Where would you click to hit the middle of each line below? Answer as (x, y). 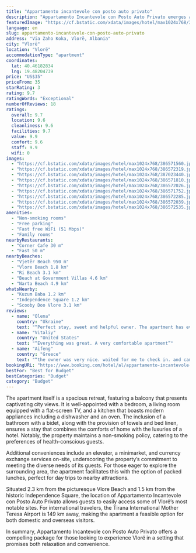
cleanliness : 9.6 (32, 126)
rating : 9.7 (20, 93)
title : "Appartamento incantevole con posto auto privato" (79, 11)
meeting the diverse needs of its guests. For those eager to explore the (91, 465)
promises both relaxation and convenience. (58, 544)
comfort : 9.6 (27, 142)
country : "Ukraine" (40, 322)
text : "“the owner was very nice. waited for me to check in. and (99, 360)
